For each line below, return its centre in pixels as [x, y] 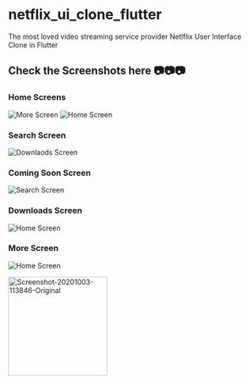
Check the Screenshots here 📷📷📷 [97, 71]
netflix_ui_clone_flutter [85, 15]
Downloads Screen [45, 211]
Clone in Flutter [33, 44]
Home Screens [37, 97]
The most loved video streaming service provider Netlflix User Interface [125, 36]
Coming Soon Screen [50, 173]
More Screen [34, 249]
